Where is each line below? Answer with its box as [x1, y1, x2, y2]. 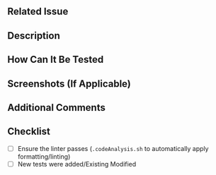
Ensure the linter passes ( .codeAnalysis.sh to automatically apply [17, 144, 209, 152]
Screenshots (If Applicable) [7, 78, 131, 90]
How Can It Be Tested [7, 54, 104, 66]
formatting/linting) [17, 152, 71, 161]
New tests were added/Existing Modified [17, 159, 137, 168]
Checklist [7, 126, 51, 138]
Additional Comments [7, 102, 106, 114]
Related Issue [7, 6, 69, 18]
